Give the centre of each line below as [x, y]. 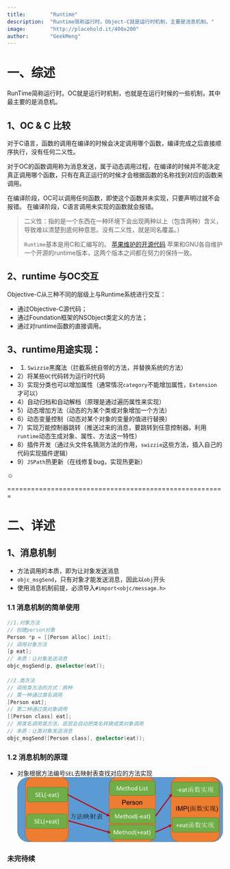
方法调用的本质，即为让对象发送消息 [68, 570]
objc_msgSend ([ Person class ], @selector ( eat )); [76, 738]
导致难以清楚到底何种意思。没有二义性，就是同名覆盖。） [103, 230]
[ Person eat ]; [27, 702]
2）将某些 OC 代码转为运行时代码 [61, 376]
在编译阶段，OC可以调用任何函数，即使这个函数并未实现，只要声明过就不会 [114, 198]
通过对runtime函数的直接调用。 [61, 326]
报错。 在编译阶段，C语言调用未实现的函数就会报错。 [82, 206]
